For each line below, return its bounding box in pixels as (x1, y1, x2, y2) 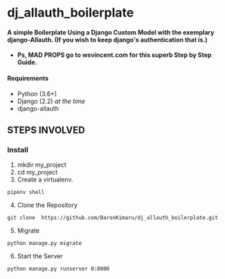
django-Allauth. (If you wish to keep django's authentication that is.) (7, 35, 208, 44)
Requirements (7, 74, 49, 82)
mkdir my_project (17, 161, 67, 169)
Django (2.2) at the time (17, 97, 85, 105)
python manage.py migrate (7, 240, 82, 247)
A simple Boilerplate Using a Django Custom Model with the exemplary (7, 28, 215, 36)
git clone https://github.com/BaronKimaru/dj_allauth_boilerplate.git (7, 215, 218, 222)
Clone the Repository (17, 201, 78, 209)
